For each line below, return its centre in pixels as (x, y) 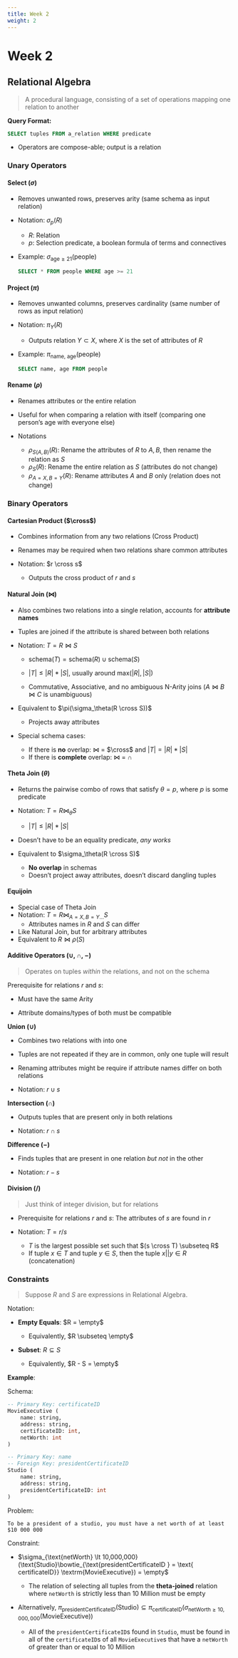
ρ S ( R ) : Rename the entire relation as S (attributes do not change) (123, 467)
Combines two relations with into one (72, 1040)
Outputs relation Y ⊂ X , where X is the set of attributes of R (115, 340)
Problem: (21, 1511)
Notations (32, 436)
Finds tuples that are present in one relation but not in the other (110, 1158)
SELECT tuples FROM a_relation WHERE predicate (79, 134)
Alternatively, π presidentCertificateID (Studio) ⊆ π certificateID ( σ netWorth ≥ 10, (121, 1608)
